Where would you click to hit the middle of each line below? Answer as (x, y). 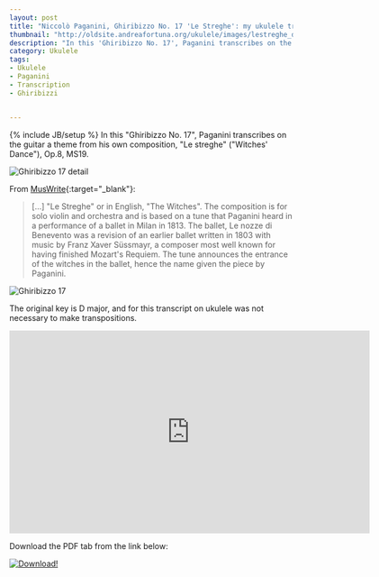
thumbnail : (30, 34)
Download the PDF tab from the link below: (89, 545)
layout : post (34, 18)
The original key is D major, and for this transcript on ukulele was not (136, 308)
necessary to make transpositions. (73, 317)
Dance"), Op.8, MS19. (49, 153)
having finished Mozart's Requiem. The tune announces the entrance (160, 254)
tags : (19, 60)
